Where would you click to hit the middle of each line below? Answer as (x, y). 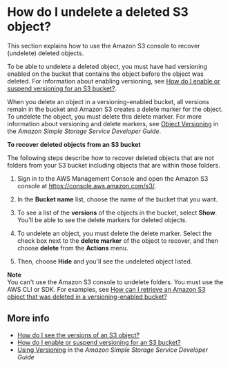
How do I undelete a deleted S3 (98, 12)
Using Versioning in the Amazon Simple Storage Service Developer (113, 350)
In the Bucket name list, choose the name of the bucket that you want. (117, 199)
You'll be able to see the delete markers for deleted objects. (102, 220)
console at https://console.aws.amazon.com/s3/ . (87, 186)
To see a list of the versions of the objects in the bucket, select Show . (117, 212)
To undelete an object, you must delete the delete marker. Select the (114, 233)
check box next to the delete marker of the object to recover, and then (118, 240)
